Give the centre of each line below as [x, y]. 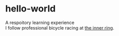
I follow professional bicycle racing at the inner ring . [60, 27]
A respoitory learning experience [40, 22]
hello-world [31, 9]
